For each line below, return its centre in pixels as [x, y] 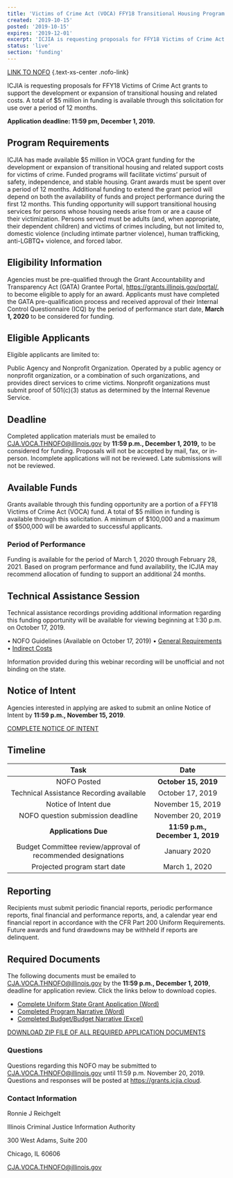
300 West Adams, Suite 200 [48, 1140]
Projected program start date [78, 866]
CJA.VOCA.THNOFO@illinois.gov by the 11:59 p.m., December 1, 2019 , [109, 984]
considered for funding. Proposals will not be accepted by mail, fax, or [107, 451]
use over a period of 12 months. [52, 108]
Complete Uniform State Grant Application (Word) [88, 1004]
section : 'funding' [35, 53]
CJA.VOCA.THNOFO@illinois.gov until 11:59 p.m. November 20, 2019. [106, 1072]
